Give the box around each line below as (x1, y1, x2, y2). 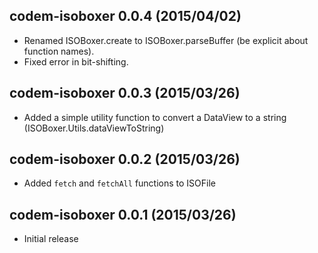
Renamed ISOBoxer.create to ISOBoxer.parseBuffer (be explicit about (23, 34, 309, 46)
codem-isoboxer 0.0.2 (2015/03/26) (9, 151, 241, 168)
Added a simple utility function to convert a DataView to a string (23, 111, 287, 123)
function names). (23, 45, 95, 57)
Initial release (23, 233, 79, 245)
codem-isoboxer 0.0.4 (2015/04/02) (9, 8, 242, 25)
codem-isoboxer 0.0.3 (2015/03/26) (9, 85, 241, 102)
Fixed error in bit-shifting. (23, 55, 129, 68)
